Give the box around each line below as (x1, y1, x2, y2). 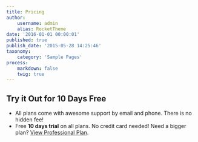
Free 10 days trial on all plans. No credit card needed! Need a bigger (15, 123, 186, 130)
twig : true (17, 71, 45, 77)
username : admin (17, 20, 59, 26)
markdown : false (17, 65, 59, 72)
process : (6, 59, 28, 66)
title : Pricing (6, 8, 45, 15)
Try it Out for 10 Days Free (6, 93, 107, 104)
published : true (6, 37, 47, 43)
